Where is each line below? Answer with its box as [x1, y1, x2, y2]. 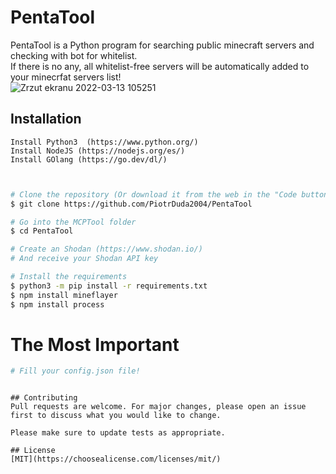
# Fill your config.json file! [10, 366, 141, 376]
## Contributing [10, 393, 78, 403]
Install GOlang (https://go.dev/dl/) [10, 154, 168, 165]
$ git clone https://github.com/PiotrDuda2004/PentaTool [10, 199, 253, 209]
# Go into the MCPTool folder [10, 217, 137, 227]
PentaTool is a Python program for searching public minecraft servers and [10, 39, 315, 51]
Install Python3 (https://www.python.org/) [10, 137, 199, 147]
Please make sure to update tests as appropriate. [10, 428, 226, 438]
